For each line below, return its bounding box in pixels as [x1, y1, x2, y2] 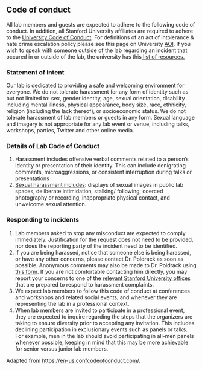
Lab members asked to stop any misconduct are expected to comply [14, 229, 186, 236]
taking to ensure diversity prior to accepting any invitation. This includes [14, 319, 195, 326]
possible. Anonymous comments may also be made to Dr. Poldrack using [14, 261, 197, 268]
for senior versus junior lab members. [14, 345, 109, 352]
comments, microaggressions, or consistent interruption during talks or [14, 169, 192, 176]
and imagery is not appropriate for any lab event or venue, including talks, [6, 120, 190, 128]
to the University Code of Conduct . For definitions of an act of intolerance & [6, 33, 194, 41]
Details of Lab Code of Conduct [6, 142, 100, 151]
